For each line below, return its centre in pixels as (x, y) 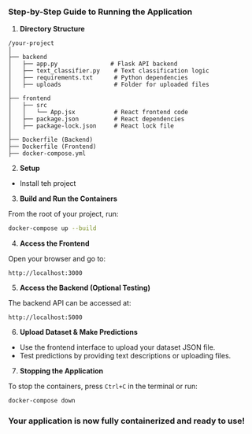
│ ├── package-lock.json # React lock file (91, 126)
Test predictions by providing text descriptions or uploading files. (125, 356)
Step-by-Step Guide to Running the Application (100, 12)
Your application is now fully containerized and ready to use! (127, 421)
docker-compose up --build (52, 228)
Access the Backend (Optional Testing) (85, 288)
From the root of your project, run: (63, 214)
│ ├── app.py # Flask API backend (93, 64)
